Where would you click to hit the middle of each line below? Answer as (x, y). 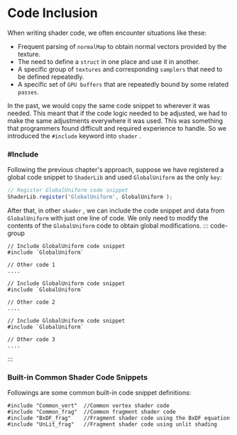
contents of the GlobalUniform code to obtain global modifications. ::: (108, 225)
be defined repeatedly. (51, 77)
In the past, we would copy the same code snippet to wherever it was (109, 105)
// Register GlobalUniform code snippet (68, 190)
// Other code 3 (31, 339)
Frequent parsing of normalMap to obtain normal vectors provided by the (122, 46)
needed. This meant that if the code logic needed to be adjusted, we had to (117, 113)
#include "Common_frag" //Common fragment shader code (92, 412)
